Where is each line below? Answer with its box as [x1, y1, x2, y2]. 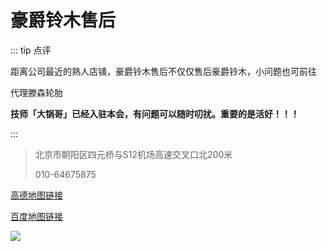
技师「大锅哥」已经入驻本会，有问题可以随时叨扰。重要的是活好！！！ [10, 107, 300, 120]
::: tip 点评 [10, 44, 52, 56]
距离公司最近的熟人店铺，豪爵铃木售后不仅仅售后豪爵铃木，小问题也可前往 [10, 65, 317, 77]
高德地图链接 [10, 189, 63, 201]
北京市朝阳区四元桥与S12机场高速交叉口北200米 [34, 148, 233, 160]
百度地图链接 [10, 210, 63, 222]
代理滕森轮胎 [10, 86, 63, 98]
